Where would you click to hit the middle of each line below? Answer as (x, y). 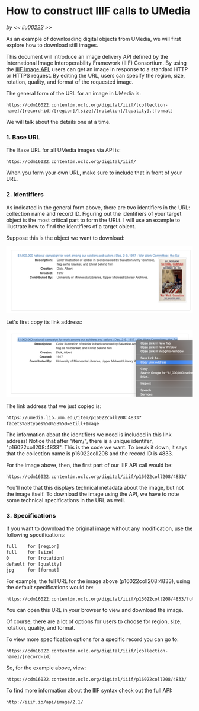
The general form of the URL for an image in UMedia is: (73, 93)
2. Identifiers (25, 195)
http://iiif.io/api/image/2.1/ (45, 702)
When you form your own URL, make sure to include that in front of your (94, 173)
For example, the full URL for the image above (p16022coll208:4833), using (98, 581)
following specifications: (36, 535)
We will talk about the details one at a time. (58, 122)
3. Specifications (31, 515)
